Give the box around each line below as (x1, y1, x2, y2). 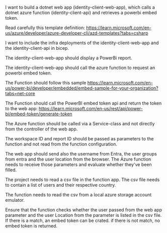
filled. (5, 167, 17, 173)
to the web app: (5, 106, 38, 111)
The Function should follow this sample (5, 80, 87, 86)
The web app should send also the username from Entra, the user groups (5, 151, 157, 157)
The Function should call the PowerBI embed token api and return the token (5, 100, 162, 106)
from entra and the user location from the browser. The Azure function (5, 156, 151, 162)
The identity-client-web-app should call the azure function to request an (5, 65, 155, 70)
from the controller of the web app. (5, 126, 78, 132)
